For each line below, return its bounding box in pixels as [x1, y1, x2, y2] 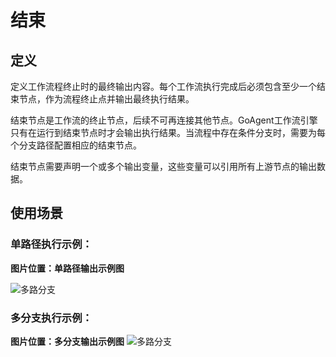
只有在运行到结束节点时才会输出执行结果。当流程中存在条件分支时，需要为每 [10, 127, 326, 138]
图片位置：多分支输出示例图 [10, 335, 125, 347]
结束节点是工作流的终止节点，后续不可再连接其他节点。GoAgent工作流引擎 [10, 114, 318, 126]
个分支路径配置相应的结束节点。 [10, 139, 142, 151]
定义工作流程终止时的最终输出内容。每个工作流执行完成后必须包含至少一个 [10, 81, 317, 92]
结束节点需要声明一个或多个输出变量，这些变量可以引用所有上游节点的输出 [10, 161, 317, 172]
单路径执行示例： [10, 237, 93, 251]
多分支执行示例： [10, 311, 93, 325]
